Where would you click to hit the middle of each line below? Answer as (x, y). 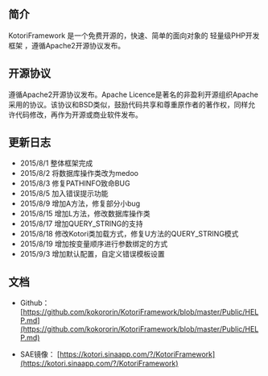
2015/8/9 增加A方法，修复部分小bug (80, 203)
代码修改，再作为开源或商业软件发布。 (78, 115)
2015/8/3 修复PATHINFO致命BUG (75, 183)
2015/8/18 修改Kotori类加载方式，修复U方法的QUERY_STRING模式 (129, 234)
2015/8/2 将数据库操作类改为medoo (79, 173)
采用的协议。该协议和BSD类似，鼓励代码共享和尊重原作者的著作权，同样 (128, 104)
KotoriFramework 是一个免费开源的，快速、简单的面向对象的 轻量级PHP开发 (134, 36)
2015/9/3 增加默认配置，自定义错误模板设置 (92, 254)
